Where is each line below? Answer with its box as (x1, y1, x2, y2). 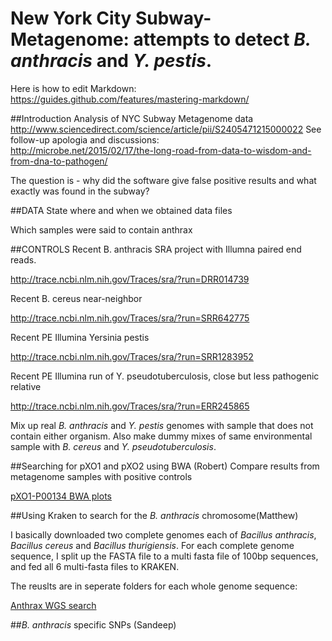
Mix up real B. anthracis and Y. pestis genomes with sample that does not (10, 419, 314, 431)
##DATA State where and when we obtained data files (10, 204, 233, 216)
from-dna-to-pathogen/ (10, 155, 108, 167)
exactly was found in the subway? (10, 185, 150, 197)
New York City (10, 7, 132, 30)
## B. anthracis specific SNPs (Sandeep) (10, 618, 177, 631)
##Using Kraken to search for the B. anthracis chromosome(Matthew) (10, 509, 299, 521)
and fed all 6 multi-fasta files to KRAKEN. (10, 560, 180, 572)
